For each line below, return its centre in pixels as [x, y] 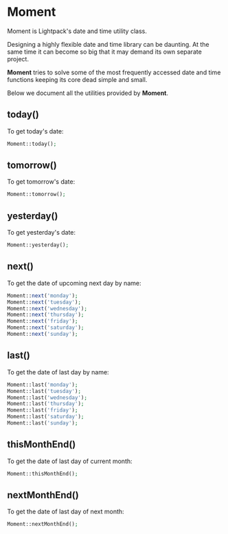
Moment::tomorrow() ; [37, 194]
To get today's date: [35, 131]
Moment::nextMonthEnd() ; [43, 524]
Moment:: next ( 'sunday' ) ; [43, 334]
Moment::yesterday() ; [38, 245]
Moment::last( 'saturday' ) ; [46, 417]
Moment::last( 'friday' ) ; [43, 410]
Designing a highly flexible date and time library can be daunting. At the [108, 44]
